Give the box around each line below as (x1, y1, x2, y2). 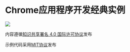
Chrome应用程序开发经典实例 (5, 4, 126, 16)
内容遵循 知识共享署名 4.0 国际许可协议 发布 (5, 31, 92, 37)
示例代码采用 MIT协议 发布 (5, 42, 57, 48)
